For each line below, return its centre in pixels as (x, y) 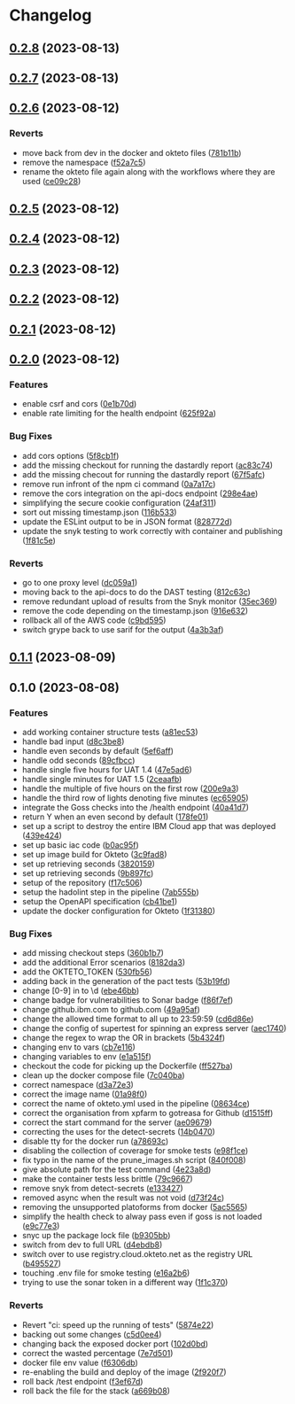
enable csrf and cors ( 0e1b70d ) (79, 404)
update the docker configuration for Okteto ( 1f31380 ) (118, 911)
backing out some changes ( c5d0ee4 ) (92, 1334)
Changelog (50, 16)
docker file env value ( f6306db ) (80, 1362)
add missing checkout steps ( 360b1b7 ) (93, 953)
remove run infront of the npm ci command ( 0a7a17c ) (119, 484)
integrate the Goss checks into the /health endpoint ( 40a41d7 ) (136, 807)
